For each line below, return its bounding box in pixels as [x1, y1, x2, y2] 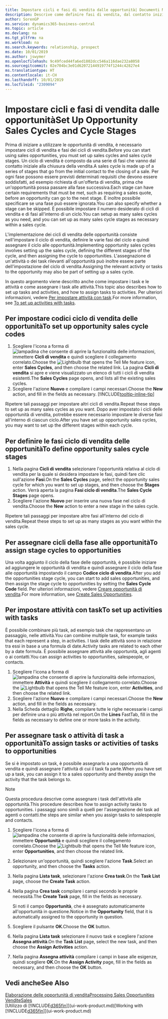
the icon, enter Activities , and [12, 685, 163, 691]
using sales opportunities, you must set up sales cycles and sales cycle [5, 152, 152, 158]
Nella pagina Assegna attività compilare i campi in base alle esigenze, [12, 953, 158, 959]
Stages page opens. [12, 492, 55, 498]
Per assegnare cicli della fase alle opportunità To [5, 538, 158, 547]
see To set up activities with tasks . [5, 300, 76, 306]
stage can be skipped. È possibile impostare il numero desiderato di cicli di [5, 205, 159, 211]
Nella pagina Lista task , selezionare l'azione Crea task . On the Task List [12, 873, 160, 879]
